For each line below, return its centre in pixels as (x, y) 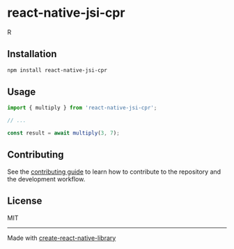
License (25, 201)
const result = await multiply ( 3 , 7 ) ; (63, 133)
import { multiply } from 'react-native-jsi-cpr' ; (82, 108)
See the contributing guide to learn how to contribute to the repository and (114, 172)
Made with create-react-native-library (62, 238)
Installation (32, 54)
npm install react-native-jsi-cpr (57, 70)
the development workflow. (46, 179)
